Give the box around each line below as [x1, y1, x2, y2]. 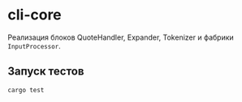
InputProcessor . [7, 40, 62, 50]
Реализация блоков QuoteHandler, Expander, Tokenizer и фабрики [7, 32, 235, 42]
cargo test [7, 86, 45, 94]
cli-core [7, 6, 62, 24]
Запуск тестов [7, 65, 84, 79]
